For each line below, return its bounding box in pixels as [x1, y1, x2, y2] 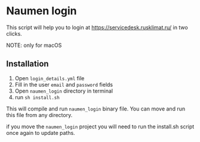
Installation [6, 59, 49, 69]
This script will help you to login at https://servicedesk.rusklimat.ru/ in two [6, 24, 188, 31]
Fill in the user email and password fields [14, 81, 113, 88]
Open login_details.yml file [14, 74, 85, 81]
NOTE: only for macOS [6, 42, 62, 49]
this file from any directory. [6, 111, 73, 118]
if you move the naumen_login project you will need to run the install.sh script [6, 123, 195, 130]
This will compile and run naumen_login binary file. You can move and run [6, 105, 186, 112]
